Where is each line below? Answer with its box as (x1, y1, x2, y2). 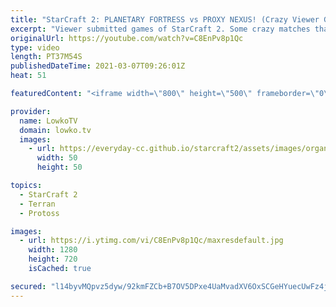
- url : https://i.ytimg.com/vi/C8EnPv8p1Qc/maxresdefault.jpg (19, 236, 284, 246)
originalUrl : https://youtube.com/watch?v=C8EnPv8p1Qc (10, 33, 244, 43)
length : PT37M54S (10, 52, 83, 62)
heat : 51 (10, 71, 47, 81)
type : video (10, 42, 60, 53)
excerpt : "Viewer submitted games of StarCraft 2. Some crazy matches (10, 24, 311, 34)
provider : (10, 106, 52, 116)
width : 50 (36, 153, 78, 163)
